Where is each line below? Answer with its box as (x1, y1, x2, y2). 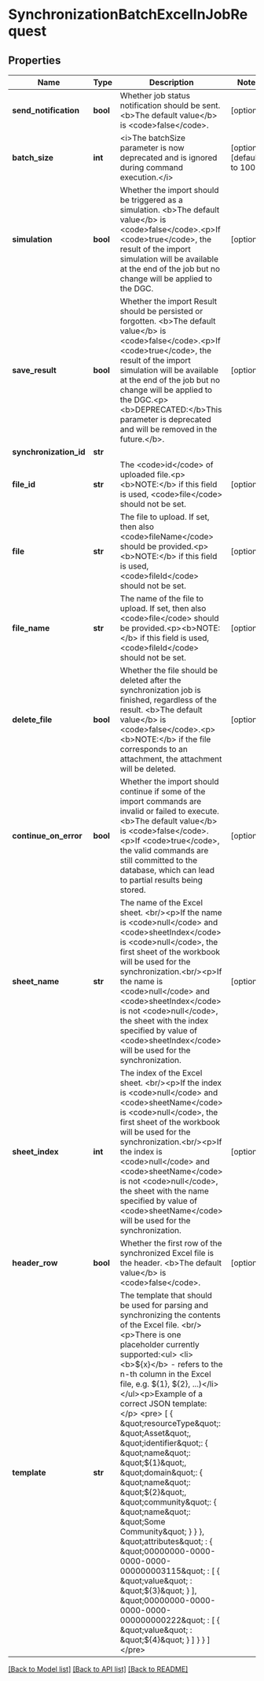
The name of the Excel (119, 898, 203, 908)
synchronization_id (12, 446, 86, 457)
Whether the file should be (119, 665, 218, 676)
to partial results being (119, 875, 203, 885)
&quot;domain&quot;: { (119, 1467, 203, 1478)
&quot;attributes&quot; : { (119, 1536, 213, 1546)
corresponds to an (119, 744, 189, 754)
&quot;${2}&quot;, (119, 1487, 187, 1498)
